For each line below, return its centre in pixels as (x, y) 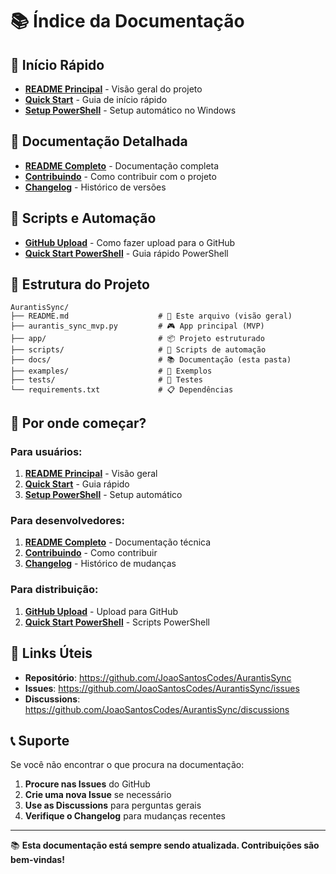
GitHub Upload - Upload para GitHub (101, 611)
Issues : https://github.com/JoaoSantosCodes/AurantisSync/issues (162, 688)
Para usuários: (46, 451)
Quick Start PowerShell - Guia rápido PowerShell (126, 253)
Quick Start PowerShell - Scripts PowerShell (117, 622)
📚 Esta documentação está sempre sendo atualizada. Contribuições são (165, 845)
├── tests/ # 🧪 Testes (106, 380)
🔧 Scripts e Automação (83, 218)
